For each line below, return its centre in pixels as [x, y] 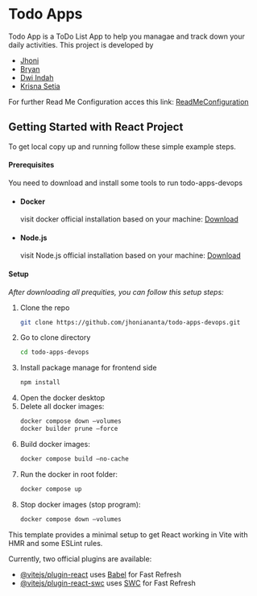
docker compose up [51, 489]
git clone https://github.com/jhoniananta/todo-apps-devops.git [130, 322]
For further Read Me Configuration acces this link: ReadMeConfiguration [128, 101]
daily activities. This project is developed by [81, 44]
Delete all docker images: [62, 407]
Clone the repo [45, 308]
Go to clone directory [55, 337]
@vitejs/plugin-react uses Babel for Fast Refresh [101, 574]
